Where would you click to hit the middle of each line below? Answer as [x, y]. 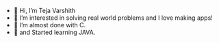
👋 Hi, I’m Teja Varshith [44, 11]
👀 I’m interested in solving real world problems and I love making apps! [113, 18]
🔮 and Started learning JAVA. [54, 32]
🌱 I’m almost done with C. [50, 25]
